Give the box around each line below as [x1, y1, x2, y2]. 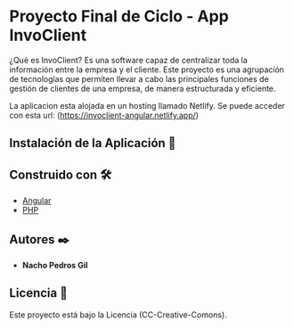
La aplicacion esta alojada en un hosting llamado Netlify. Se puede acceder [9, 100, 285, 111]
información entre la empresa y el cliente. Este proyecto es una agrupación [9, 64, 285, 75]
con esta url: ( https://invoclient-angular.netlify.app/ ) [9, 110, 199, 120]
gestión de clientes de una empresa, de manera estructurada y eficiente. [9, 83, 276, 94]
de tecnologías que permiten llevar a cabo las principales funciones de [9, 73, 269, 84]
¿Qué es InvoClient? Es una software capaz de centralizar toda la [9, 54, 248, 65]
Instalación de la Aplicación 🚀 [9, 136, 176, 151]
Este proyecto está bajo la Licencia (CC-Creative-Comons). [9, 309, 227, 320]
